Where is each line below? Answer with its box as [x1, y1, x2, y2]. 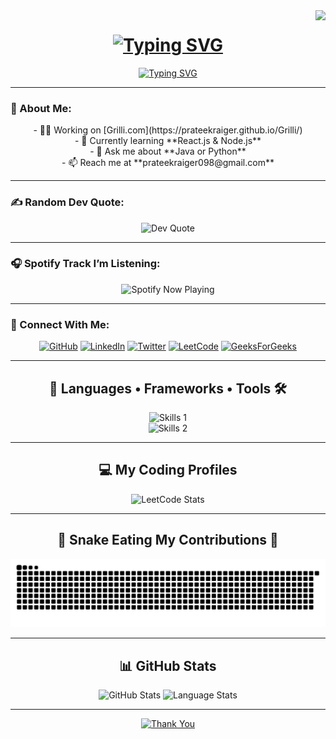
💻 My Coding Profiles [98, 462, 238, 479]
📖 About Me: [10, 101, 72, 115]
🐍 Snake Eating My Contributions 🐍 [57, 532, 279, 549]
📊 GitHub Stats [119, 657, 217, 674]
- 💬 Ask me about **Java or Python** [89, 145, 247, 158]
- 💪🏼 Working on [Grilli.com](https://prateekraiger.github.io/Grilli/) [33, 124, 303, 136]
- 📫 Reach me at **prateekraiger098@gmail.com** [61, 157, 275, 169]
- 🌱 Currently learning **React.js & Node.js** [74, 135, 262, 147]
